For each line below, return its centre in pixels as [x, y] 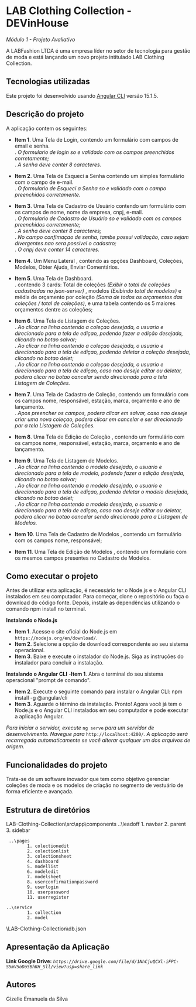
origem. [16, 746]
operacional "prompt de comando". [49, 680]
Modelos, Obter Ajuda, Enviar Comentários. [67, 267]
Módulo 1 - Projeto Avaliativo [41, 39]
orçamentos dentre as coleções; [54, 309]
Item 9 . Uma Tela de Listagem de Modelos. [66, 460]
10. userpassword [48, 892]
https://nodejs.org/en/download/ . [56, 638]
